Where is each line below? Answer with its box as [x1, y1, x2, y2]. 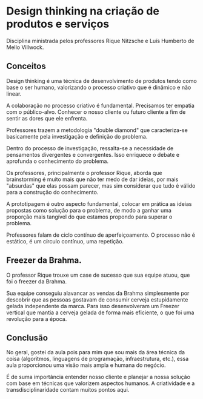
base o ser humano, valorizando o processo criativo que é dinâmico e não [6, 84, 191, 91]
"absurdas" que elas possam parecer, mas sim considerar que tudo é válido [6, 182, 196, 189]
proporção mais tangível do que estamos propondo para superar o [6, 213, 173, 220]
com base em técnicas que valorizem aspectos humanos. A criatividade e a [6, 380, 195, 387]
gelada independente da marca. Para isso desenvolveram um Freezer [6, 302, 180, 309]
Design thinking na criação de [6, 4, 159, 18]
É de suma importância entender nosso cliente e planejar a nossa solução [6, 374, 191, 381]
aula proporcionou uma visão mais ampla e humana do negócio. [6, 361, 166, 369]
